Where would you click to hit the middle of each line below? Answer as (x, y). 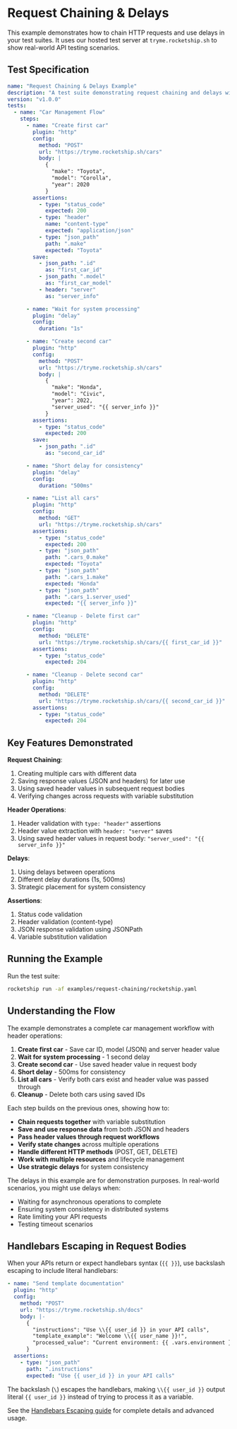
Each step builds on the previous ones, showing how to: (89, 1108)
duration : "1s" (61, 329)
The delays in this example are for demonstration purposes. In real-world (114, 1180)
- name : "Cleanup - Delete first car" (83, 616)
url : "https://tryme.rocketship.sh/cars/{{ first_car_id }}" (130, 642)
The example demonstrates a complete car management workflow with (111, 1028)
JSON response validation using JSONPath (80, 930)
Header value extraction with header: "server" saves (95, 831)
